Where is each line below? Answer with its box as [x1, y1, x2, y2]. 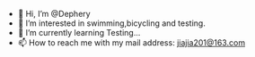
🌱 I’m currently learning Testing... [17, 28, 141, 37]
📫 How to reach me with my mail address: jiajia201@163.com [17, 37, 245, 48]
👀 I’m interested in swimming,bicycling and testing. [17, 18, 207, 28]
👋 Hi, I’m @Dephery [17, 9, 92, 19]
